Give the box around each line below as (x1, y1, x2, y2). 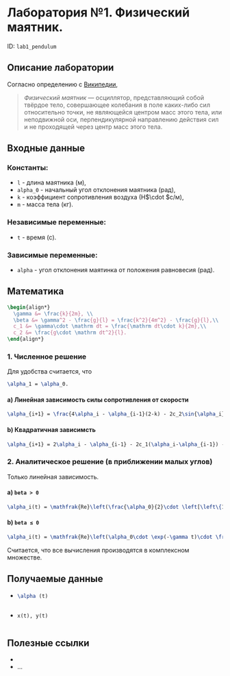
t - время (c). (16, 233, 57, 241)
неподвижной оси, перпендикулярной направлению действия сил (23, 115, 219, 123)
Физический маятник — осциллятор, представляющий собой (23, 93, 204, 101)
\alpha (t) (16, 592, 49, 599)
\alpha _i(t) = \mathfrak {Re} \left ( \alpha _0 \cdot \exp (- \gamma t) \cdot (7, 533, 213, 540)
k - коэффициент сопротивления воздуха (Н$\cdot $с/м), (16, 193, 184, 202)
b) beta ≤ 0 (7, 518, 40, 527)
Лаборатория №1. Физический (7, 5, 190, 21)
